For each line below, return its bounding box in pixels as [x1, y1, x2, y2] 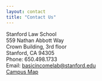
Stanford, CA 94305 [6, 49, 55, 56]
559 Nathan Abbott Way [6, 37, 64, 44]
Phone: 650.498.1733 [6, 56, 57, 63]
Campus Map [6, 68, 39, 75]
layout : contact [6, 8, 46, 15]
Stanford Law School [6, 30, 57, 37]
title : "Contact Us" [6, 14, 57, 20]
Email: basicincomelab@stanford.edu [6, 61, 96, 69]
